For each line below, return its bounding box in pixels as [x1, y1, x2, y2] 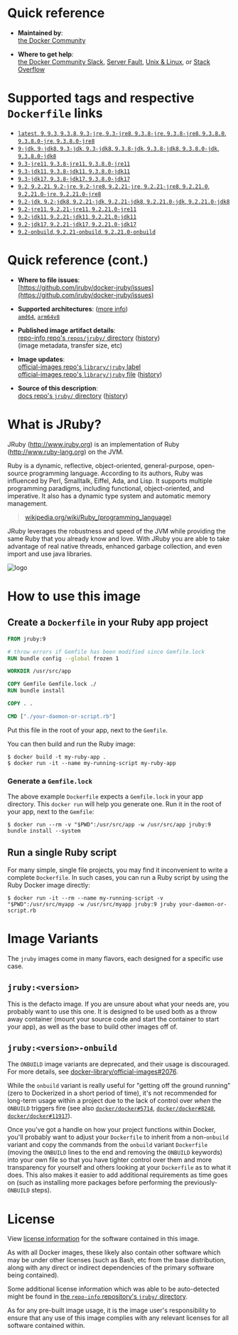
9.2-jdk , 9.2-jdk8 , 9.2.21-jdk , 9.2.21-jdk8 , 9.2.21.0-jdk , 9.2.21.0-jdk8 [17, 197, 230, 205]
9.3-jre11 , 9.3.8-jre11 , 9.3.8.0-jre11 [17, 159, 131, 167]
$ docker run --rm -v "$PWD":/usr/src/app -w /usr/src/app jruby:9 [7, 821, 212, 828]
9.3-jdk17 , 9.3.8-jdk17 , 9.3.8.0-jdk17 [17, 174, 131, 182]
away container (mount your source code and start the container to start [7, 1014, 220, 1023]
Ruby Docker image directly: [7, 881, 90, 889]
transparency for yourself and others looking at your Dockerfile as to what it [7, 1163, 232, 1172]
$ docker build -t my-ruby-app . [7, 753, 107, 760]
